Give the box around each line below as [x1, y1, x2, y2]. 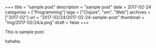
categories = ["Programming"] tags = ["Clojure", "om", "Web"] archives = [5, 9, 151, 15]
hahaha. [5, 38, 21, 44]
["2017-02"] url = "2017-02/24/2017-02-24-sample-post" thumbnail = [5, 15, 145, 20]
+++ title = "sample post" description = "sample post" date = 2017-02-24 [5, 4, 151, 10]
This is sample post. [5, 29, 45, 34]
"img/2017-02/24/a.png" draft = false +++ [5, 19, 89, 25]
